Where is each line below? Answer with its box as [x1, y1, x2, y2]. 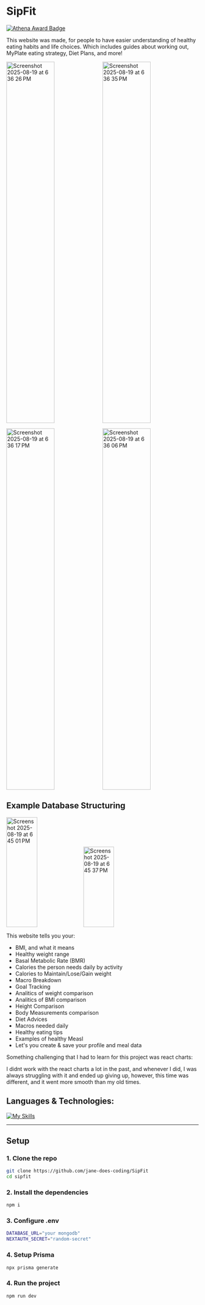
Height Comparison [15, 1002, 65, 1010]
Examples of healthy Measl [15, 1035, 84, 1042]
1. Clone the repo [6, 1154, 57, 1162]
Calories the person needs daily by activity [15, 963, 123, 971]
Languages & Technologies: [6, 1096, 115, 1107]
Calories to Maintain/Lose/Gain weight [15, 969, 112, 977]
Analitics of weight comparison [15, 989, 93, 996]
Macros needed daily [15, 1021, 69, 1029]
